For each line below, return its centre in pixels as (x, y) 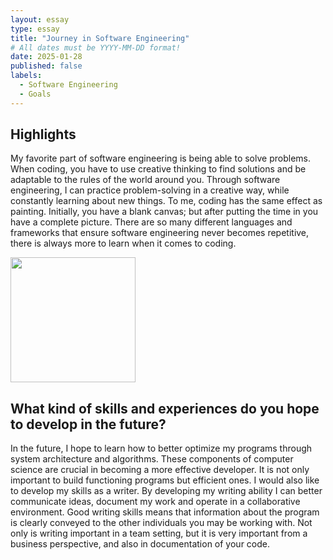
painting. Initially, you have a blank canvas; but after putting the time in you (164, 212)
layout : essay (40, 19)
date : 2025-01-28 (46, 57)
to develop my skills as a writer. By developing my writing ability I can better (166, 491)
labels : (26, 76)
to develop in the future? (88, 424)
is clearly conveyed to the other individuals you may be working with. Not (161, 523)
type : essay (35, 29)
